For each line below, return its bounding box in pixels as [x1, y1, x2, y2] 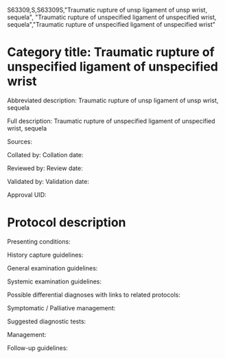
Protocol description [7, 215, 126, 231]
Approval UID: [7, 190, 47, 198]
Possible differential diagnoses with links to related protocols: [7, 290, 180, 299]
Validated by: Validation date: [7, 177, 89, 185]
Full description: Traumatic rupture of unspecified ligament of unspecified [7, 117, 215, 125]
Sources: [7, 137, 33, 146]
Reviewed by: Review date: [7, 164, 84, 172]
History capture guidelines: [7, 251, 84, 259]
